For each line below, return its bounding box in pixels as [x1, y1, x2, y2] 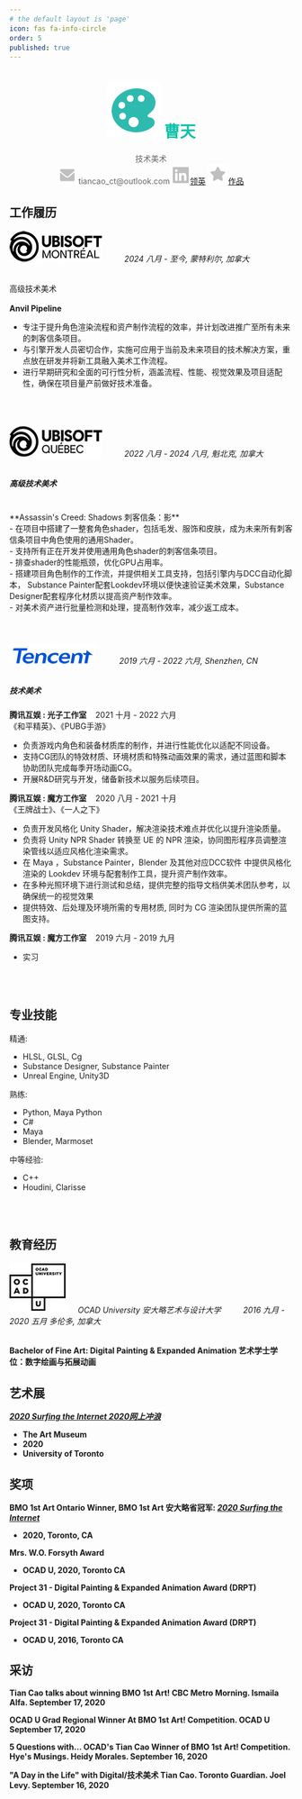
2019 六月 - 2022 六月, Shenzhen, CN [119, 655, 259, 666]
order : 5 [9, 33, 42, 42]
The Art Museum [22, 1429, 87, 1440]
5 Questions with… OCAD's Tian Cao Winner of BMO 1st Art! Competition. [9, 1741, 290, 1752]
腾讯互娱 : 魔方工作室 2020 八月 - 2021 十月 [9, 793, 177, 804]
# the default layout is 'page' [9, 14, 130, 23]
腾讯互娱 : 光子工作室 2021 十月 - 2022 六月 [9, 709, 177, 720]
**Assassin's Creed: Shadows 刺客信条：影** [9, 512, 180, 522]
